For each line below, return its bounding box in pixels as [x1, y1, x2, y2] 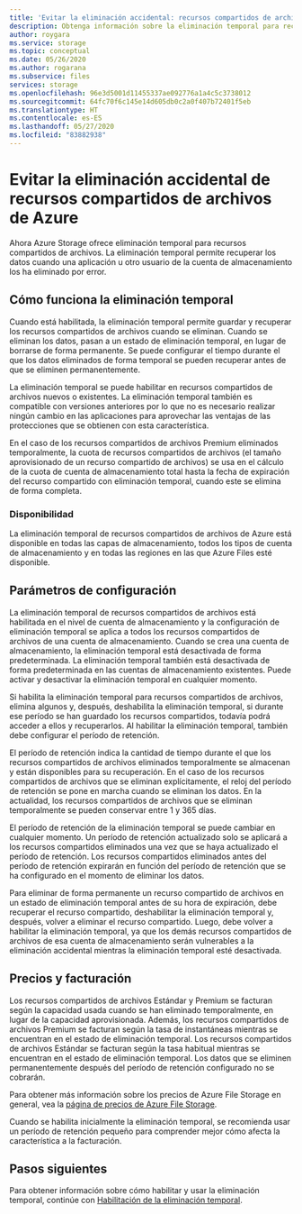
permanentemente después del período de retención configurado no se [9, 1062, 275, 1073]
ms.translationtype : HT [9, 105, 99, 114]
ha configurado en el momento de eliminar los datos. [9, 870, 205, 881]
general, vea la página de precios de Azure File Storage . [9, 1099, 218, 1109]
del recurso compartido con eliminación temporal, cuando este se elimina [9, 475, 281, 487]
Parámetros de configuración [9, 583, 177, 598]
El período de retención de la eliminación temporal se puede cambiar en [9, 822, 276, 833]
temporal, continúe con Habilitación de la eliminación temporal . [9, 1195, 243, 1206]
